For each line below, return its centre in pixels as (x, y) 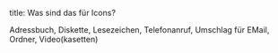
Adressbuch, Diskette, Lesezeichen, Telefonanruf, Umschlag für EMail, (139, 30)
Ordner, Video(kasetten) (54, 39)
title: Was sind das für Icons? (63, 13)
